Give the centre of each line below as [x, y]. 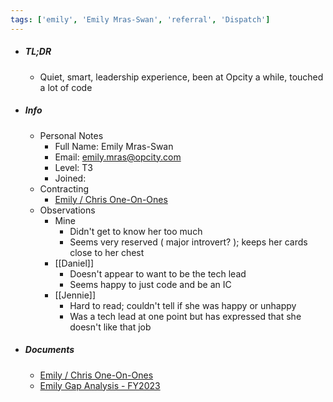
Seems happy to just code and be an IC [150, 284]
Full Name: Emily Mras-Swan [114, 146]
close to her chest [107, 252]
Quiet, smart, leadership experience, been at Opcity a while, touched [181, 77]
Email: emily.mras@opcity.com [118, 157]
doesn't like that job [110, 327]
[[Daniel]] [74, 263]
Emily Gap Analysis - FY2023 [100, 385]
